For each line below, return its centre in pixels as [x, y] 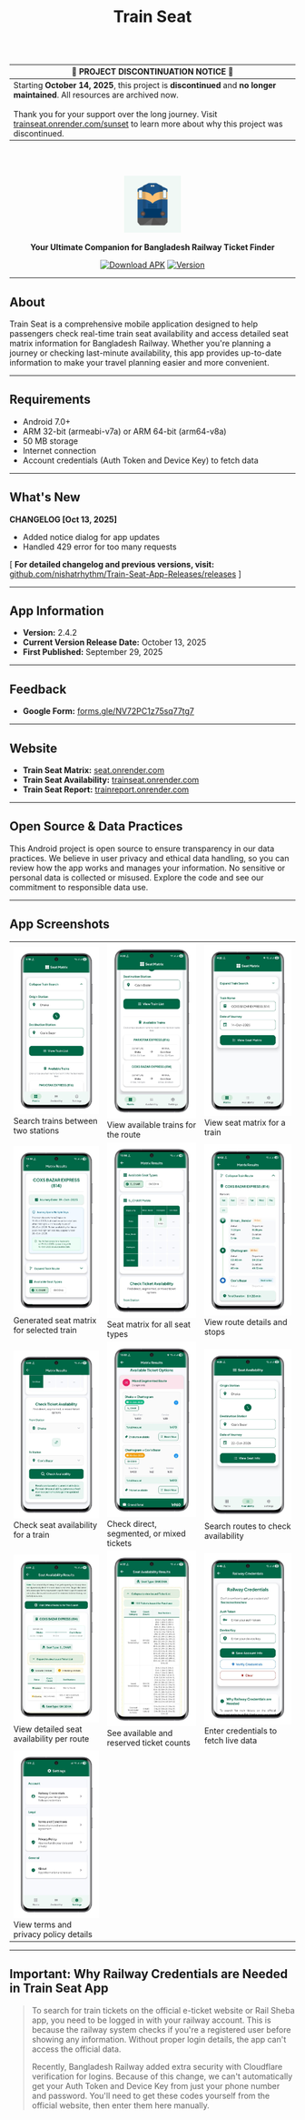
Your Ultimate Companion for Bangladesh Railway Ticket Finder [152, 247]
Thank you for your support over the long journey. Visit [115, 114]
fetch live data [231, 1740]
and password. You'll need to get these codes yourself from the [151, 2095]
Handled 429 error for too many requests [99, 547]
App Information [57, 611]
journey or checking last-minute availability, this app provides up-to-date [146, 353]
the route [123, 1135]
